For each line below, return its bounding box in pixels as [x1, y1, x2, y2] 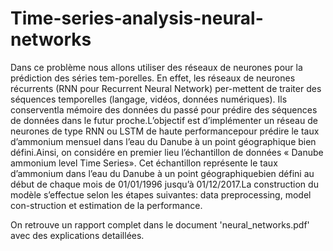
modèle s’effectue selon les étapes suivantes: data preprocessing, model [10, 188, 312, 201]
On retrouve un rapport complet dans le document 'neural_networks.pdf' [10, 218, 310, 231]
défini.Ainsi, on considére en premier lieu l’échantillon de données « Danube [10, 146, 324, 158]
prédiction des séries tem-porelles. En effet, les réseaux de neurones [10, 72, 296, 84]
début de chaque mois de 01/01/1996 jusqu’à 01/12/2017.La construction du [10, 178, 319, 190]
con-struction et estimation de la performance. [10, 199, 203, 211]
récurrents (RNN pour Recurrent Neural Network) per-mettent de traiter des [10, 82, 322, 94]
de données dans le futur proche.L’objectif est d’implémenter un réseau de [10, 114, 318, 126]
